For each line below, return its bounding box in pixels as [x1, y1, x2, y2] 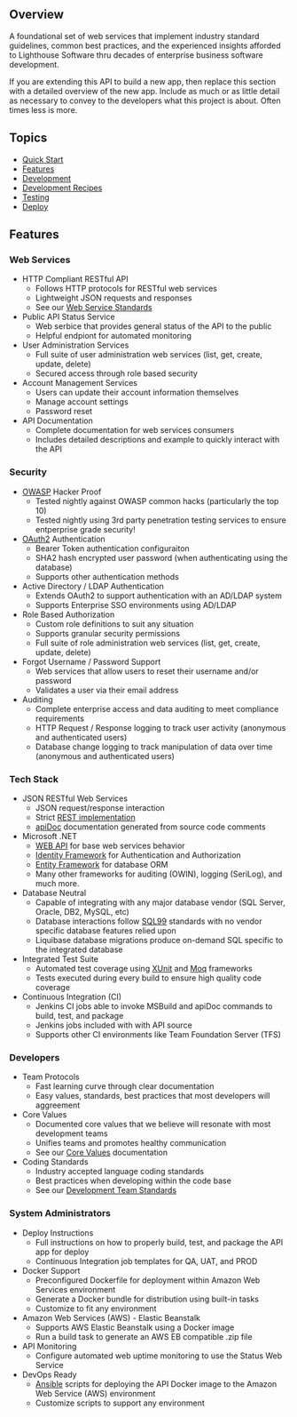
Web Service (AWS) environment [35, 1388, 156, 1398]
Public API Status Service [21, 311, 115, 323]
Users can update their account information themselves [35, 387, 239, 398]
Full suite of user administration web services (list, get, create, [35, 349, 263, 360]
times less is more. [9, 104, 78, 115]
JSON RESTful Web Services [21, 793, 129, 804]
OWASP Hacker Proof [21, 486, 102, 497]
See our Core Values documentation [35, 1147, 168, 1158]
